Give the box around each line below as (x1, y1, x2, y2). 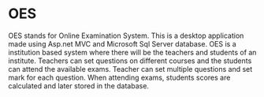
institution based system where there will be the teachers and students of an (8, 47, 257, 57)
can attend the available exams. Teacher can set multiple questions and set (8, 64, 253, 73)
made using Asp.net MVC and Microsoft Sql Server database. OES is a (8, 39, 236, 48)
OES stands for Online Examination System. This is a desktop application (8, 31, 244, 40)
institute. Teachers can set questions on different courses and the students (8, 56, 252, 65)
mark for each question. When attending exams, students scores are (8, 73, 231, 82)
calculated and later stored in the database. (8, 80, 150, 91)
